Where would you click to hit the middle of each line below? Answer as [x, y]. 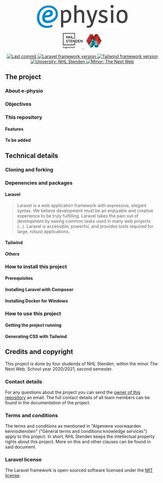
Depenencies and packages [39, 183]
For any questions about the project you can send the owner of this [73, 392]
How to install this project [36, 267]
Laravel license [23, 460]
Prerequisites [19, 278]
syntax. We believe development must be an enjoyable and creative [85, 211]
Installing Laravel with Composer [39, 290]
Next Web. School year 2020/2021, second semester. [59, 369]
